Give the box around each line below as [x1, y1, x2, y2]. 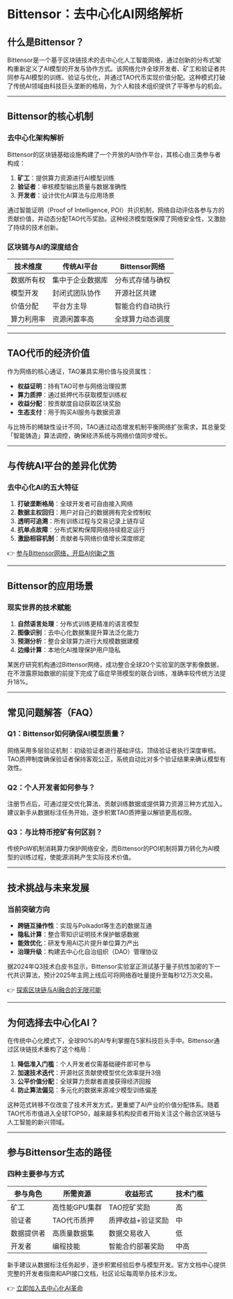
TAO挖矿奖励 [108, 1202, 150, 1212]
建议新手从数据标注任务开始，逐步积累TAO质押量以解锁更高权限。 [7, 808, 196, 817]
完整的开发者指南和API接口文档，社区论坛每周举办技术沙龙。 [7, 1269, 182, 1277]
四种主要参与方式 [7, 1169, 64, 1179]
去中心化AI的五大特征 [7, 483, 79, 493]
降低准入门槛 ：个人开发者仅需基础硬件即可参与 [17, 1060, 151, 1068]
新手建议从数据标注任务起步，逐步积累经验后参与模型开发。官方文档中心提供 [7, 1260, 226, 1268]
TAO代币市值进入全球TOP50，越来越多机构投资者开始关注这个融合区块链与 [7, 1109, 222, 1117]
